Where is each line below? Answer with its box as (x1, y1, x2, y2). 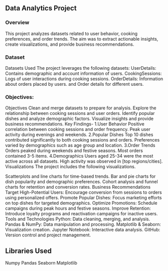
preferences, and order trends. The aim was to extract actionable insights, (5, 36, 158, 42)
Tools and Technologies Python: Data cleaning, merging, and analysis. (5, 216, 150, 222)
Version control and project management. (5, 232, 91, 238)
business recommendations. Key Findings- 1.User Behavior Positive (5, 121, 144, 127)
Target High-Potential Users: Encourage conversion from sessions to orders (5, 189, 162, 195)
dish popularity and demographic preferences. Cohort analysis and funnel (5, 179, 158, 185)
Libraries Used (5, 246, 52, 255)
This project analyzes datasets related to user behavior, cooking (5, 30, 138, 37)
